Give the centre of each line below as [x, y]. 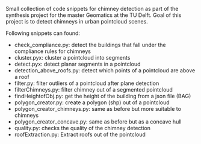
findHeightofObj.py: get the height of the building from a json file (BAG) [103, 96]
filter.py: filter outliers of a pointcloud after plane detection [87, 83]
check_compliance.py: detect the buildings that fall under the [90, 45]
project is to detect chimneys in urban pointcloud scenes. [77, 21]
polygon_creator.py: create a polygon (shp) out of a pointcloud [92, 102]
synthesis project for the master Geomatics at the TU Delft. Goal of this [94, 15]
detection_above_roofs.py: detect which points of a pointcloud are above [105, 70]
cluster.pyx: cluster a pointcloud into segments [72, 58]
